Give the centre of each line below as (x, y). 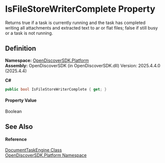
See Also (19, 127)
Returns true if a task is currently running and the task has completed (75, 23)
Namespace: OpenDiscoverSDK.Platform (47, 60)
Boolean (14, 111)
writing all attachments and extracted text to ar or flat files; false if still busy (82, 27)
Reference (16, 139)
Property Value (21, 100)
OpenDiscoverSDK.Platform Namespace (46, 155)
